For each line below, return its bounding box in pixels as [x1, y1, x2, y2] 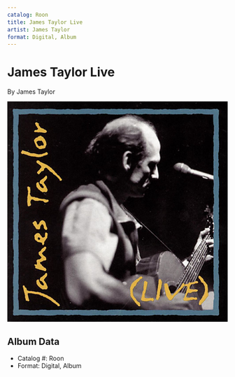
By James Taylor [7, 87, 56, 96]
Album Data [7, 336, 60, 348]
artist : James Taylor [7, 26, 71, 33]
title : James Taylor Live [7, 18, 83, 26]
